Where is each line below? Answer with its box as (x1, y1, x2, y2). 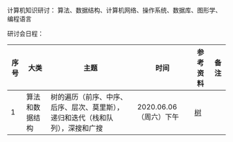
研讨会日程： (7, 30, 44, 37)
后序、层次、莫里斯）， (51, 103, 124, 112)
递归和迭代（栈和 (51, 113, 107, 123)
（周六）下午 (137, 112, 179, 121)
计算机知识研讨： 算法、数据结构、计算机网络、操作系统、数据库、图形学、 (7, 6, 222, 14)
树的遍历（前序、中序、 (51, 92, 128, 102)
